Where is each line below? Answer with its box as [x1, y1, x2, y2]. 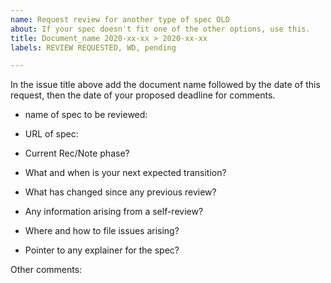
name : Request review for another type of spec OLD [10, 14, 230, 25]
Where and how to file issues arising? [24, 225, 180, 237]
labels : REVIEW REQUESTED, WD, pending [10, 42, 177, 53]
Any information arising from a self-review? [24, 206, 204, 218]
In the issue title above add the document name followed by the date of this [10, 79, 321, 91]
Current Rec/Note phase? [24, 147, 130, 160]
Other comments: [10, 264, 83, 276]
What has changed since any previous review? [24, 186, 217, 198]
